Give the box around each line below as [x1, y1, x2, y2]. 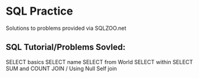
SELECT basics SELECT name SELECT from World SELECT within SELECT [6, 58, 193, 65]
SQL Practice [6, 4, 73, 18]
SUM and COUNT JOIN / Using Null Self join [6, 65, 118, 72]
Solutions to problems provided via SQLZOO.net [6, 24, 127, 32]
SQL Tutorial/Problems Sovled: [6, 42, 126, 52]
